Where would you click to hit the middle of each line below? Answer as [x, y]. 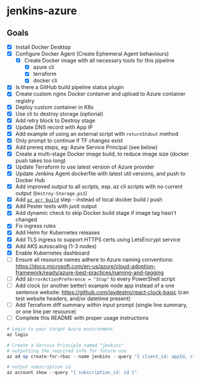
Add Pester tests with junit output [56, 207]
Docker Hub [30, 180]
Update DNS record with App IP [54, 127]
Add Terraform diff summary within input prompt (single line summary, [101, 304]
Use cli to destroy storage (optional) [59, 113]
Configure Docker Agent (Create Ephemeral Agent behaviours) [92, 54]
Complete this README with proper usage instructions [82, 317]
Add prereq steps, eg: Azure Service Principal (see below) [86, 147]
